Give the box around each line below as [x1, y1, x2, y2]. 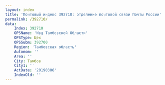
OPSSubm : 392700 [14, 40, 48, 45]
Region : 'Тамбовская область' [14, 44, 77, 49]
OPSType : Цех [14, 35, 41, 40]
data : [5, 21, 16, 26]
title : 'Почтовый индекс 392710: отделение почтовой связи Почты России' [5, 12, 162, 17]
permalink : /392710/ [5, 16, 48, 21]
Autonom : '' [14, 49, 39, 54]
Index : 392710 [14, 26, 43, 31]
